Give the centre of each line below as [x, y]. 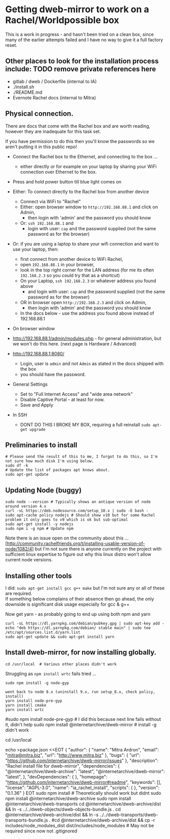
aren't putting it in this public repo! [41, 147]
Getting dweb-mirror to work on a [77, 9]
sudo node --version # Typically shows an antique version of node [78, 502]
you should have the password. [53, 374]
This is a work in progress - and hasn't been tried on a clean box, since [79, 34]
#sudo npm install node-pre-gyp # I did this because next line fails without [83, 719]
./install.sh [23, 87]
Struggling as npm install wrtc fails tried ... [51, 673]
